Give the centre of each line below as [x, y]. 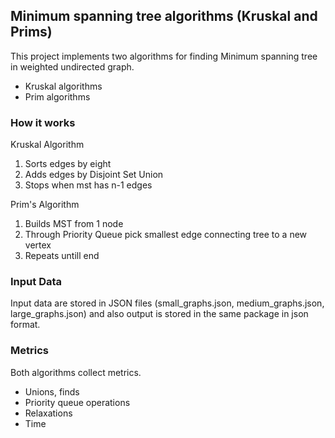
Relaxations [48, 413]
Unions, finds [52, 391]
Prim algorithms [57, 96]
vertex [38, 245]
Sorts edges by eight [68, 164]
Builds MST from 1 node [74, 224]
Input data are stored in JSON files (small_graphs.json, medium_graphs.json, [167, 303]
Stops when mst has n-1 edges [88, 185]
